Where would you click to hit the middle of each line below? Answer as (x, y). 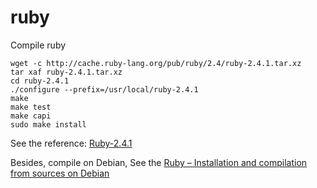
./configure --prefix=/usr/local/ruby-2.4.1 (104, 89)
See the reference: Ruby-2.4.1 (71, 143)
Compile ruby (38, 45)
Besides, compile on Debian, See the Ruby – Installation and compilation (159, 162)
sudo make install (48, 124)
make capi (31, 116)
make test (31, 107)
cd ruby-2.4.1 (40, 81)
